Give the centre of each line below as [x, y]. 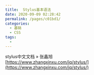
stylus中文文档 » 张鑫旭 [29, 56]
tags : [11, 37]
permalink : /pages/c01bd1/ [33, 19]
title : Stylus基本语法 [28, 10]
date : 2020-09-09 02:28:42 [33, 14]
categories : [17, 23]
